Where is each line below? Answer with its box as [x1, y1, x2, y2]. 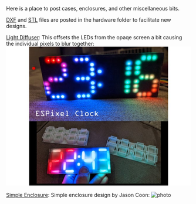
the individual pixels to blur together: [6, 40, 95, 47]
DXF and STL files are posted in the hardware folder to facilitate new [6, 16, 171, 23]
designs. [6, 23, 27, 29]
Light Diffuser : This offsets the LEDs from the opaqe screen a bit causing [6, 34, 183, 40]
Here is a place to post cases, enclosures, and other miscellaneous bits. [6, 5, 180, 12]
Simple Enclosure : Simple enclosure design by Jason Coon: [6, 191, 150, 198]
